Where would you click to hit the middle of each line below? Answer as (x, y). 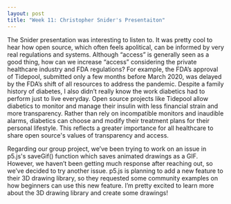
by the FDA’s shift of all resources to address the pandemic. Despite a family (115, 84)
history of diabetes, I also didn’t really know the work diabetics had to (106, 91)
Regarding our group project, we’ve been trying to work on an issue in (107, 149)
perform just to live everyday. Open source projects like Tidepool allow (108, 98)
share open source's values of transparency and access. (88, 135)
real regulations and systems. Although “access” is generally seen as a (108, 54)
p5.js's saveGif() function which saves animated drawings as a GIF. (103, 156)
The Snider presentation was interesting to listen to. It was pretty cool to (110, 39)
